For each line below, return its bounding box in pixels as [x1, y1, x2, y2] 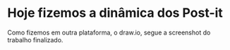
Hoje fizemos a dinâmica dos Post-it [7, 5, 224, 21]
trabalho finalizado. [7, 35, 63, 44]
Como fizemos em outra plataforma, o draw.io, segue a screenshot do [7, 28, 211, 37]
